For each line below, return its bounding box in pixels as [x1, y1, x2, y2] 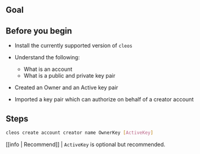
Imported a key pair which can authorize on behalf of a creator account [14, 96, 194, 103]
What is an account [23, 65, 73, 73]
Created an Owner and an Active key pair [14, 84, 118, 91]
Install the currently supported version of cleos [14, 42, 133, 50]
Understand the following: [14, 54, 80, 61]
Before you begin [5, 26, 73, 36]
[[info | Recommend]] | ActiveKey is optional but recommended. [5, 141, 166, 148]
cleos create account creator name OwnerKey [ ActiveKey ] [5, 130, 154, 136]
